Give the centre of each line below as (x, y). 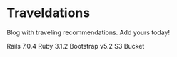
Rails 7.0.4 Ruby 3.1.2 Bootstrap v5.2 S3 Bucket (76, 46)
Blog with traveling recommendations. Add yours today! (88, 32)
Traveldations (49, 13)
